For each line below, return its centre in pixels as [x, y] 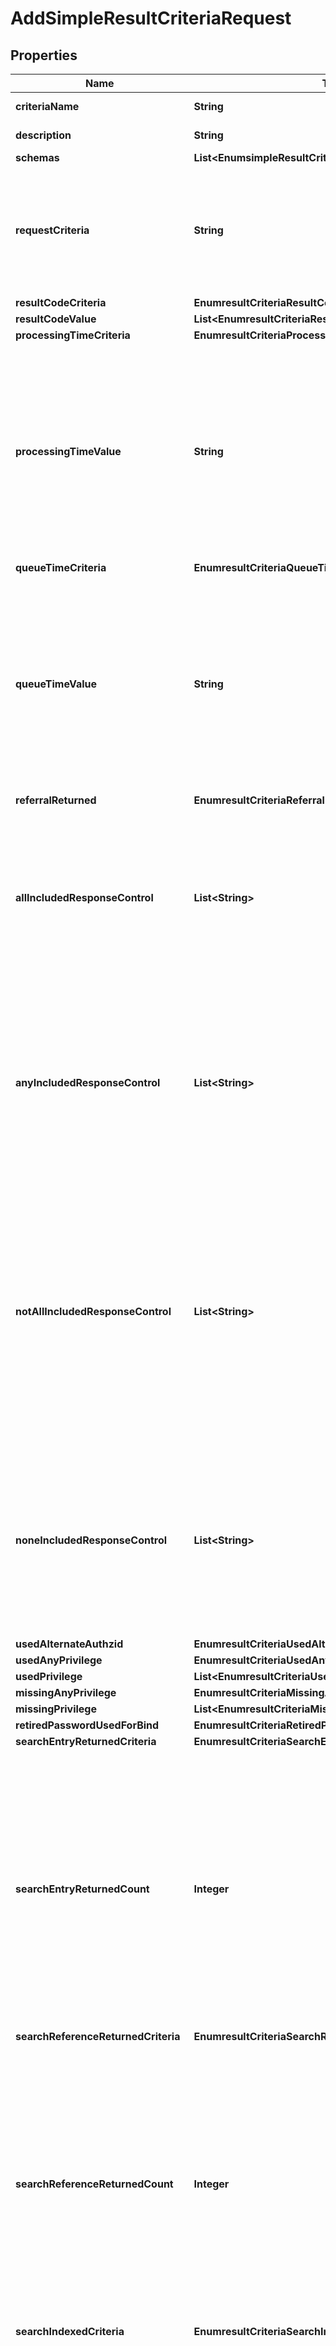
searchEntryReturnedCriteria [86, 1741]
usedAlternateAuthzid [69, 1644]
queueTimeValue [56, 684]
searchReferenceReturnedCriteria [98, 2036]
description [43, 135]
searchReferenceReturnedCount [94, 2184]
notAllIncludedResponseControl [93, 1311]
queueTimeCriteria [61, 567]
